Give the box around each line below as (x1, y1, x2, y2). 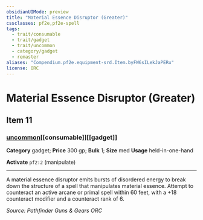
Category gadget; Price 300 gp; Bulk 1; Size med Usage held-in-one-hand (6, 147, 193, 154)
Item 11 (6, 115, 33, 125)
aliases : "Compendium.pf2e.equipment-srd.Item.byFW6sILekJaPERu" (6, 59, 174, 65)
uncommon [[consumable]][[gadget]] (6, 133, 118, 141)
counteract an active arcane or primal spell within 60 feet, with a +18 (6, 189, 177, 196)
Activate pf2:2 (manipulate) (6, 158, 76, 166)
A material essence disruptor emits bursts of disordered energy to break (6, 176, 186, 183)
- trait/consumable (11, 31, 61, 37)
